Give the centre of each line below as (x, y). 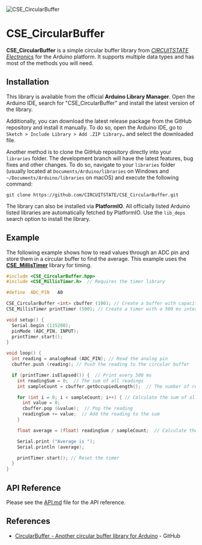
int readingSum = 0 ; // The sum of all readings (81, 381)
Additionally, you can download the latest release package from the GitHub (99, 121)
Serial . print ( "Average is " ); (56, 441)
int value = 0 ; (41, 403)
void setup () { (25, 320)
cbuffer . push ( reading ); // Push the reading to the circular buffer (100, 364)
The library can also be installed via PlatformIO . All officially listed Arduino (98, 206)
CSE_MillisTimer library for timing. (49, 265)
